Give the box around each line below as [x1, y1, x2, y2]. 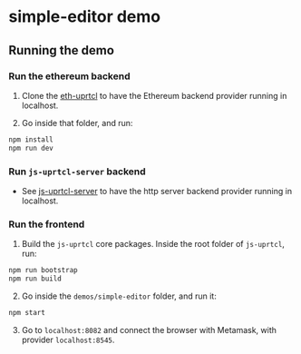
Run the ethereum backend [8, 70, 131, 83]
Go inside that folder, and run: [21, 117, 133, 128]
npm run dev [8, 143, 53, 152]
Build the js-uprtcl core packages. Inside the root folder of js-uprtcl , [21, 239, 285, 250]
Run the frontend [8, 218, 85, 231]
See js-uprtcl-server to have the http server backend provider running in [21, 185, 292, 196]
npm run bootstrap [8, 266, 78, 275]
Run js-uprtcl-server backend [8, 165, 146, 178]
